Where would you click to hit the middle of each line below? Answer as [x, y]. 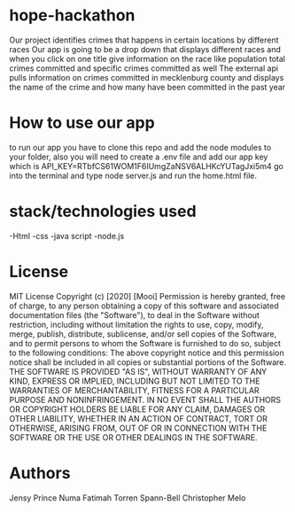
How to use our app [82, 123]
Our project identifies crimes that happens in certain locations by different [144, 40]
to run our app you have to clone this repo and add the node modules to [140, 147]
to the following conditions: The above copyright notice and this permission [147, 353]
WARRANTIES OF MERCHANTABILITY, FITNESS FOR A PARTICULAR [134, 390]
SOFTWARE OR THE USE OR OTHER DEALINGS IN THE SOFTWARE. [133, 437]
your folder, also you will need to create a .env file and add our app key [139, 157]
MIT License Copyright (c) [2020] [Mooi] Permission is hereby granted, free [147, 296]
